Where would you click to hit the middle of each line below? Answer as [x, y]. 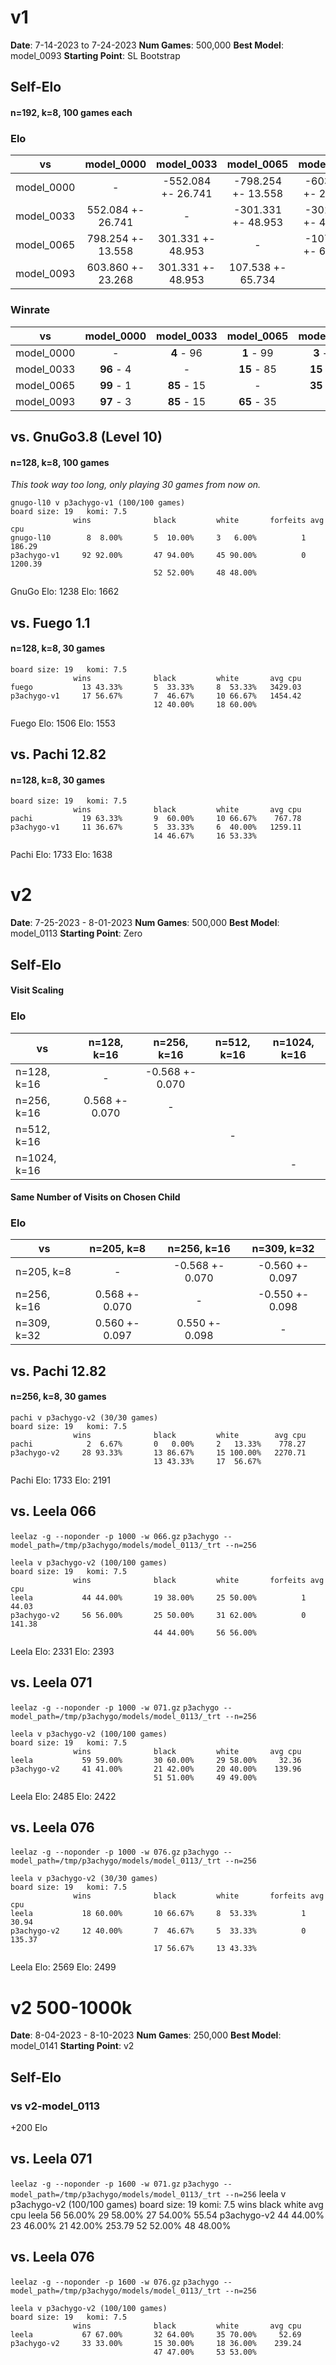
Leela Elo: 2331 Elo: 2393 [62, 1651]
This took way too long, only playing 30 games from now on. [136, 485]
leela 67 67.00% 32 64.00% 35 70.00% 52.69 [156, 2334]
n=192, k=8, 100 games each [71, 112]
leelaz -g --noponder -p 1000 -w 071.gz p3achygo [115, 1707]
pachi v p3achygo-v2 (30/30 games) [84, 1418]
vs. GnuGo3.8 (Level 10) [86, 436]
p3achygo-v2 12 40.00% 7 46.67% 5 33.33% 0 [158, 1931]
